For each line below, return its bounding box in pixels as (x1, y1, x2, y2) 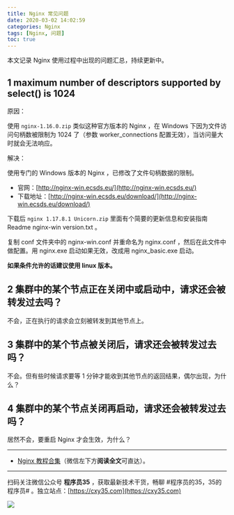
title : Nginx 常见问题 (7, 10, 69, 17)
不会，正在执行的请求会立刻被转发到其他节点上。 (7, 316, 148, 324)
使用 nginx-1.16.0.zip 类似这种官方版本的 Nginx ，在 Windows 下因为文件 (7, 121, 221, 129)
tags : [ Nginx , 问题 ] (7, 29, 65, 37)
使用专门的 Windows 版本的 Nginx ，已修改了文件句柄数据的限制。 (7, 168, 198, 177)
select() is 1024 (7, 88, 76, 100)
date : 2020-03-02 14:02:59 (7, 17, 86, 24)
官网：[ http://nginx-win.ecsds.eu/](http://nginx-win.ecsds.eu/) (17, 183, 197, 191)
